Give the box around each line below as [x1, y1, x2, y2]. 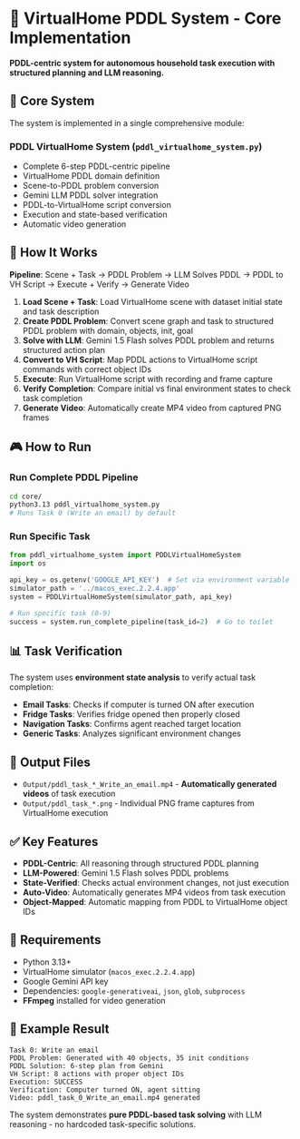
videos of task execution [22, 789, 116, 800]
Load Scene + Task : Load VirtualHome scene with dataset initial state [22, 296, 283, 307]
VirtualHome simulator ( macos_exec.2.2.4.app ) [22, 966, 196, 977]
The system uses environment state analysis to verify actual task [9, 672, 256, 683]
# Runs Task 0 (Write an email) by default [9, 508, 177, 518]
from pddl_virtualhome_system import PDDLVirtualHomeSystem [9, 551, 242, 560]
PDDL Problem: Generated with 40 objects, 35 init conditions [9, 1053, 249, 1063]
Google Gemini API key [22, 976, 109, 987]
